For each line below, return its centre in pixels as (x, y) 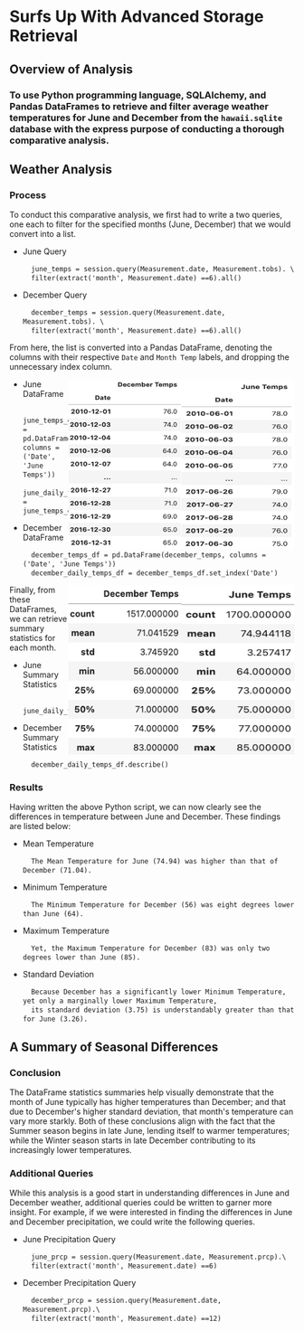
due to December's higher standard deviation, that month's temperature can (152, 1112)
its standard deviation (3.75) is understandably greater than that (163, 1010)
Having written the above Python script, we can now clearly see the (136, 807)
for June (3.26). (55, 1019)
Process (28, 194)
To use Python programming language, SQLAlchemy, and (138, 95)
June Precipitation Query (69, 1240)
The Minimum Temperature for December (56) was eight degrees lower (163, 905)
